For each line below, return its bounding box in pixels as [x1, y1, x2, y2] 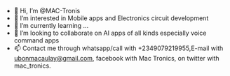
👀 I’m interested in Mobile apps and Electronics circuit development [13, 14, 209, 22]
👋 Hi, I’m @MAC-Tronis [13, 7, 81, 15]
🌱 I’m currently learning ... [13, 22, 89, 29]
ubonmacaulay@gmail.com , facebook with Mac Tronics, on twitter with [13, 54, 219, 62]
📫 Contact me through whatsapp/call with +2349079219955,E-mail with [13, 44, 224, 52]
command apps [13, 36, 60, 45]
